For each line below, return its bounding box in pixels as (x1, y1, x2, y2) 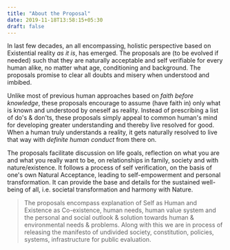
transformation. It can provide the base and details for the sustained (7, 178, 200, 187)
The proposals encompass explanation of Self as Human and (23, 199, 198, 207)
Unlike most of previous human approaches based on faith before (7, 92, 194, 100)
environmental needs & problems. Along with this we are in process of (23, 221, 223, 229)
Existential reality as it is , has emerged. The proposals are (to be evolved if (7, 49, 219, 57)
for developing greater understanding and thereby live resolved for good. (7, 121, 215, 129)
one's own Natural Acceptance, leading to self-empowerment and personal (7, 171, 221, 179)
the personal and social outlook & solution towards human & (23, 213, 194, 222)
